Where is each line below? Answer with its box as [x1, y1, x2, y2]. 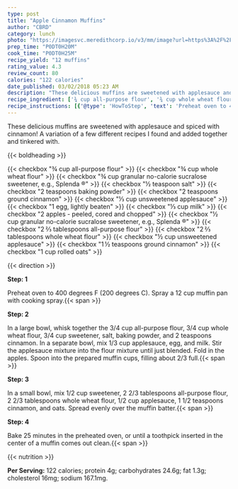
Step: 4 [7, 417, 30, 426]
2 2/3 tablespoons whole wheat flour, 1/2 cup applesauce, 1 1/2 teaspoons [7, 396, 224, 405]
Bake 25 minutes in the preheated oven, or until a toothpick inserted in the [7, 431, 223, 439]
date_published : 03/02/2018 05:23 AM [7, 83, 119, 90]
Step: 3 [7, 375, 30, 383]
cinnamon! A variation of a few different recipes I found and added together [7, 129, 228, 138]
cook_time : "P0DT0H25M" [7, 50, 78, 57]
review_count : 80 [7, 69, 59, 77]
